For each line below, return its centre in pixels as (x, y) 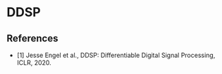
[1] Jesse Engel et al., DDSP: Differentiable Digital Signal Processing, (116, 55)
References (32, 38)
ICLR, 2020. (34, 63)
